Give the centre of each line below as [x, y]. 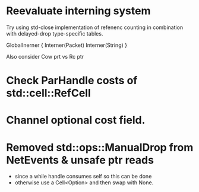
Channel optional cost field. [76, 120]
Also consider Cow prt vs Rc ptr [45, 56]
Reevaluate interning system [78, 11]
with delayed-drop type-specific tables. [55, 33]
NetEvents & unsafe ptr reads [80, 160]
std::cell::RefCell [48, 93]
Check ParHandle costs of [72, 81]
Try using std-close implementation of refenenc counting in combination [95, 27]
